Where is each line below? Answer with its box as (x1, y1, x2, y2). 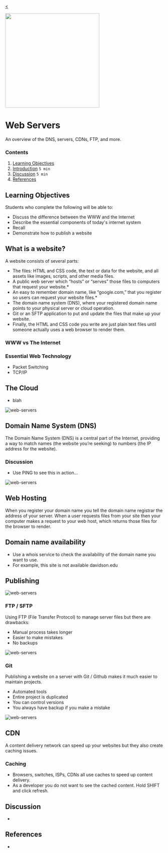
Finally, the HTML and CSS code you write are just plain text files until (12, 321, 156, 327)
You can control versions (12, 700, 64, 706)
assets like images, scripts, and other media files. (12, 273, 114, 279)
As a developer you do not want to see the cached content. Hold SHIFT (12, 783, 160, 789)
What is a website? (5, 245, 66, 253)
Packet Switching (12, 364, 49, 370)
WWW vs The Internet (5, 339, 61, 346)
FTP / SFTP (5, 602, 33, 609)
